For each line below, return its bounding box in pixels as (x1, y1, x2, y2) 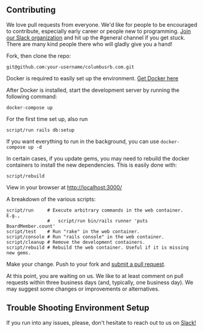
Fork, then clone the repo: (6, 52, 71, 60)
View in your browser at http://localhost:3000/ (6, 184, 122, 191)
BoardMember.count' (6, 223, 56, 229)
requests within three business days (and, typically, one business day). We (6, 278, 193, 286)
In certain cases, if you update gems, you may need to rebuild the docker (6, 154, 190, 162)
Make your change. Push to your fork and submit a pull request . (6, 260, 166, 268)
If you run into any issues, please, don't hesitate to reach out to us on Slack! (6, 319, 196, 326)
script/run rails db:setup (6, 127, 75, 133)
